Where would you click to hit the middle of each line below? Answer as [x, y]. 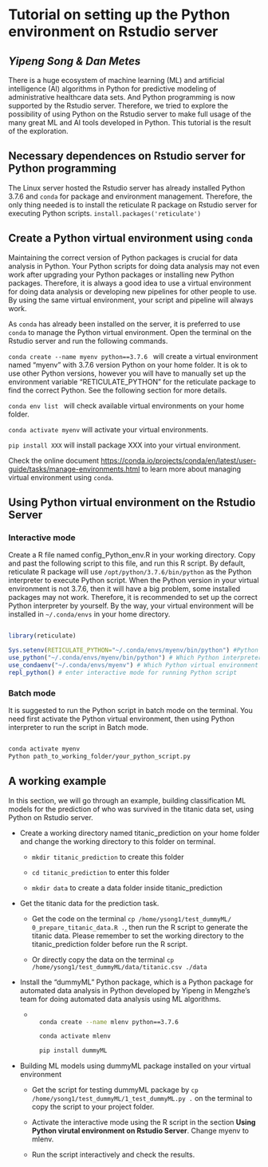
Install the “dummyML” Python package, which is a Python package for [136, 982]
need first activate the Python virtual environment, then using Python [122, 719]
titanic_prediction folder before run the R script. [110, 944]
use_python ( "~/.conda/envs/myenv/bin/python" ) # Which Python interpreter [135, 658]
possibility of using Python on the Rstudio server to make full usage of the [130, 114]
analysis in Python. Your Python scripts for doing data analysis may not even [134, 266]
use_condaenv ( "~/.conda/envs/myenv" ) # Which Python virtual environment [134, 665]
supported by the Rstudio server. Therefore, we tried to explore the [118, 106]
